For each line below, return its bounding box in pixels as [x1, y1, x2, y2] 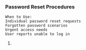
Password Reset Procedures [5, 3, 75, 10]
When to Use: [5, 15, 32, 20]
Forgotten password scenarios [5, 23, 68, 28]
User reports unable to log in [5, 32, 70, 37]
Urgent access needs [5, 27, 48, 32]
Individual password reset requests [5, 19, 81, 24]
